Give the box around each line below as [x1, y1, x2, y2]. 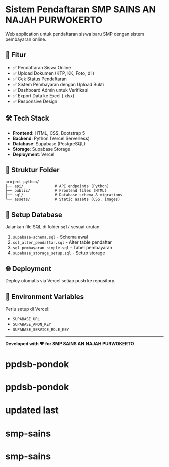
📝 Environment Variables [5, 293, 84, 301]
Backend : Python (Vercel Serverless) [12, 135, 90, 141]
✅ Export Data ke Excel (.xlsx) [12, 92, 75, 99]
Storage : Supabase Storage [12, 146, 70, 152]
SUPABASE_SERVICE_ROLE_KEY [12, 327, 69, 332]
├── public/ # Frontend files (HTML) [5, 188, 107, 193]
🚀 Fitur [5, 51, 27, 60]
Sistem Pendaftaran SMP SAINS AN [5, 4, 156, 15]
